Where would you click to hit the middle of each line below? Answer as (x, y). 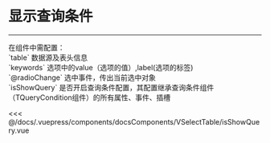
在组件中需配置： (37, 47)
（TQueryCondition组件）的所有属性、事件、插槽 (90, 97)
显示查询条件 (51, 16)
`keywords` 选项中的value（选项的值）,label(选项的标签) (101, 67)
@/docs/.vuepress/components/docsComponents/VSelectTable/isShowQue (134, 121)
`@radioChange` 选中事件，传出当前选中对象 (82, 77)
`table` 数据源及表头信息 (48, 58)
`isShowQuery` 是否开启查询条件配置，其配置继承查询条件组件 (111, 87)
